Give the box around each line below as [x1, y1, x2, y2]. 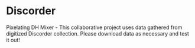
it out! [6, 36, 21, 43]
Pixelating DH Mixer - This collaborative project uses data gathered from [6, 24, 183, 31]
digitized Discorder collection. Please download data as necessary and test [6, 30, 189, 37]
